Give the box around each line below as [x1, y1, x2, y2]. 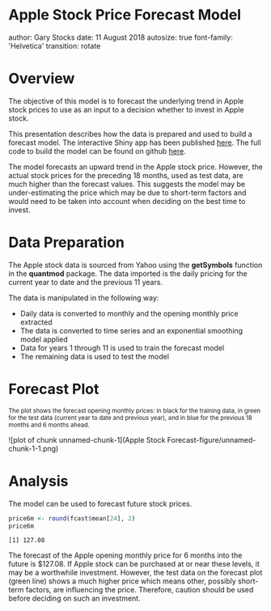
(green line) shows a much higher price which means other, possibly [8, 576, 236, 586]
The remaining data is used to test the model [19, 351, 170, 361]
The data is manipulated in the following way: [8, 293, 159, 303]
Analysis [8, 472, 69, 490]
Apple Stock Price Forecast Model [8, 6, 241, 24]
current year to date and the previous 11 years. [8, 277, 163, 286]
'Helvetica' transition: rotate [8, 40, 101, 50]
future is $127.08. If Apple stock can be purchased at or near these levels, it [8, 559, 260, 569]
